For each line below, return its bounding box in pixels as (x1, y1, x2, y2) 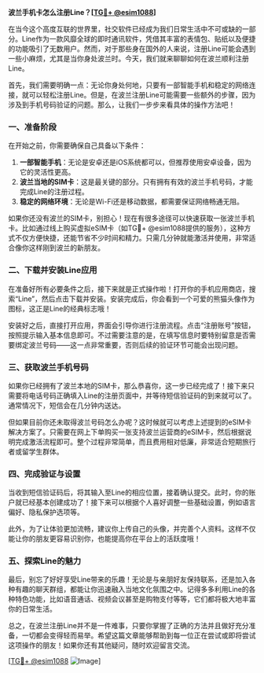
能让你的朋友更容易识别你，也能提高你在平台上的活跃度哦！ (8, 534, 201, 543)
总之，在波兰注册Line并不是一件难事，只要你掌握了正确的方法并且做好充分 (8, 621, 249, 631)
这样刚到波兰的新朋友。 (28, 243, 104, 252)
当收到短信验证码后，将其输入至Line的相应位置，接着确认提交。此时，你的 (8, 487, 249, 498)
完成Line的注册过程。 (19, 187, 89, 197)
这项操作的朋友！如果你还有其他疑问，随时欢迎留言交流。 (8, 641, 194, 650)
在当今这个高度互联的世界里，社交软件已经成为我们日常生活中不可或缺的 (8, 24, 242, 34)
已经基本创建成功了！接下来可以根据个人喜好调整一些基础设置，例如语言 (21, 498, 256, 507)
